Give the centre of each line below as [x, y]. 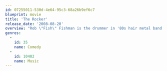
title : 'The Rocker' [27, 19]
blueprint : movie [23, 14]
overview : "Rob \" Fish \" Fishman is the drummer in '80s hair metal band [84, 28]
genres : [13, 33]
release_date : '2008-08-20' [34, 24]
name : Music [26, 61]
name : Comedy [28, 47]
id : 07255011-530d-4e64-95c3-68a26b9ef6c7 [50, 10]
